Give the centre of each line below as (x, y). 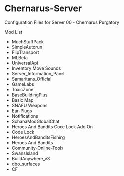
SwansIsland (25, 153)
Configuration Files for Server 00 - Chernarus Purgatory (62, 22)
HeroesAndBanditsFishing (38, 137)
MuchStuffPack (28, 42)
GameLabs (23, 84)
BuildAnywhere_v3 (31, 158)
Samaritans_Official (31, 79)
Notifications (25, 116)
